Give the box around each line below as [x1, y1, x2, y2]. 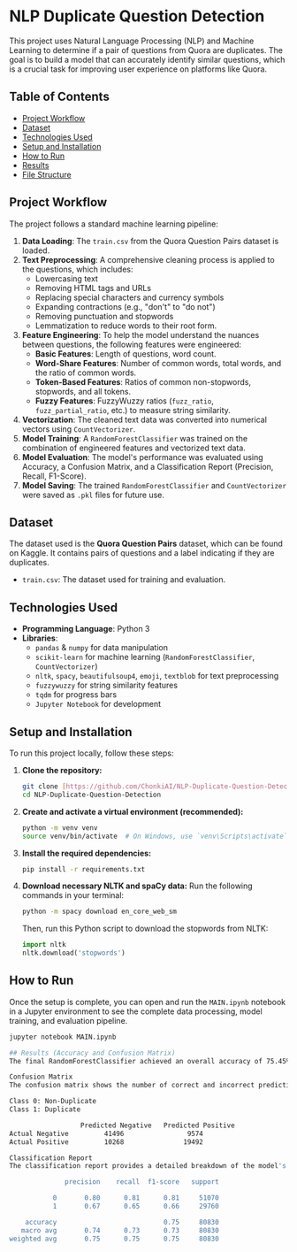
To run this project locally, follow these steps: [9, 748, 174, 758]
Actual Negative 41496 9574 [9, 1129, 203, 1138]
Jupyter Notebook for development [34, 699, 162, 710]
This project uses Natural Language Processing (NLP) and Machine [9, 35, 255, 46]
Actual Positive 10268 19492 [9, 1137, 203, 1147]
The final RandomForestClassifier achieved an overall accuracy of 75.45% [9, 1056, 291, 1065]
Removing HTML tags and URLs [34, 282, 152, 293]
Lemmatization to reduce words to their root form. [34, 320, 217, 331]
